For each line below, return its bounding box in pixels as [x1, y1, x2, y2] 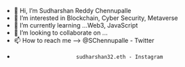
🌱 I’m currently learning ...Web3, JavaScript [13, 21, 139, 29]
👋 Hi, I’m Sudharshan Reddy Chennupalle [13, 7, 132, 15]
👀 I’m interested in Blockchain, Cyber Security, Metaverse [13, 14, 178, 22]
